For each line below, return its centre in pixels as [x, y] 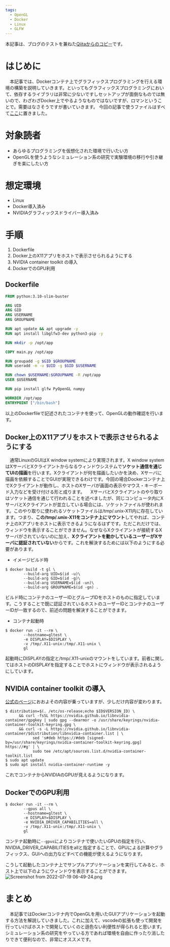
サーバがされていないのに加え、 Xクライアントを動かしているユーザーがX [82, 536]
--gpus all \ [37, 809]
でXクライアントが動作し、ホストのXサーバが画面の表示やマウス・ [75, 485]
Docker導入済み [29, 206]
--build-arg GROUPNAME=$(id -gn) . [61, 587]
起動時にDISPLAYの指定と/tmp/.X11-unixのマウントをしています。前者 [78, 658]
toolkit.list [19, 756]
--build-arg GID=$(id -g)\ [52, 578]
